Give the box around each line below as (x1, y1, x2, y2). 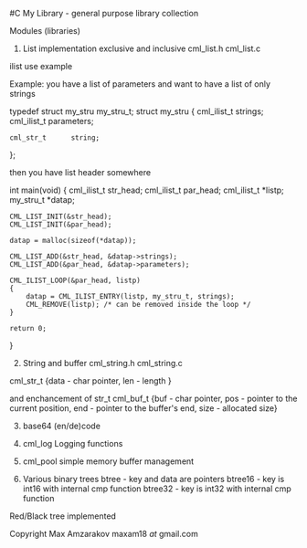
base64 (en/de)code (22, 420, 101, 431)
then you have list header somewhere (9, 167, 152, 177)
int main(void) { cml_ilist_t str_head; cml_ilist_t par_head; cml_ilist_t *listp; (9, 184, 285, 195)
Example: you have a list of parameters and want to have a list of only (9, 79, 271, 90)
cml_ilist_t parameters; (9, 116, 94, 126)
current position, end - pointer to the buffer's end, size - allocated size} (9, 403, 279, 414)
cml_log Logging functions (22, 438, 123, 448)
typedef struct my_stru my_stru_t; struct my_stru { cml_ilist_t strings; (9, 106, 264, 117)
